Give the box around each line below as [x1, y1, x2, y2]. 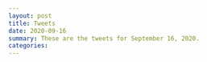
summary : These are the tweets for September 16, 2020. [8, 34, 200, 43]
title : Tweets [8, 19, 56, 27]
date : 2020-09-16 [8, 27, 67, 35]
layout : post [8, 11, 52, 20]
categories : [8, 42, 48, 50]
